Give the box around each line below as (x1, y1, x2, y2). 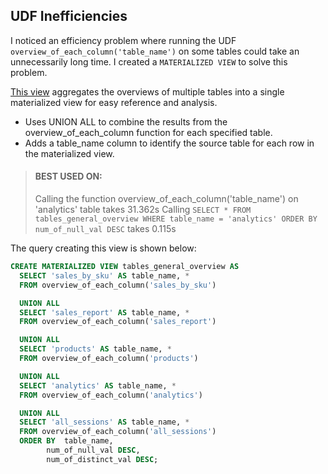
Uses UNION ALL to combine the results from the (24, 115, 228, 128)
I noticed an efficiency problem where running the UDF (10, 34, 237, 46)
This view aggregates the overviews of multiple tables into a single (10, 85, 285, 98)
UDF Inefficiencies (10, 8, 128, 25)
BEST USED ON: (34, 170, 103, 183)
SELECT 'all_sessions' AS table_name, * (19, 417, 190, 428)
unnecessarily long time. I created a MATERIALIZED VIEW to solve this (10, 55, 288, 68)
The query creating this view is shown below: (10, 242, 197, 254)
